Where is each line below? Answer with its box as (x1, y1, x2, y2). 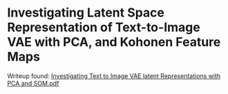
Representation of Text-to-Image (7, 19, 200, 35)
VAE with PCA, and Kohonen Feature (7, 35, 221, 50)
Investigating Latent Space (7, 5, 164, 21)
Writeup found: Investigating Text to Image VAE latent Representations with (7, 71, 221, 80)
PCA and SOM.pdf (7, 79, 59, 87)
